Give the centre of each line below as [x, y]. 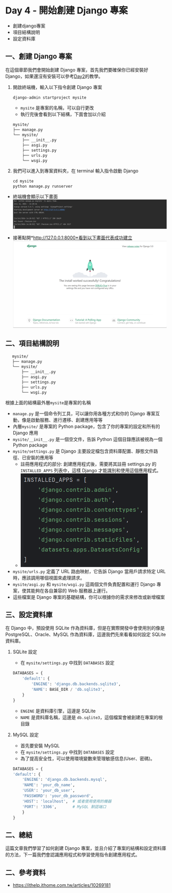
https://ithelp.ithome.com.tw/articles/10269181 [62, 885]
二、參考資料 [26, 872]
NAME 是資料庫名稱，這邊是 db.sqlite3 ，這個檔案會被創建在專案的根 [91, 717]
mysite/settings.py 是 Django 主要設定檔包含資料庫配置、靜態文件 [83, 451]
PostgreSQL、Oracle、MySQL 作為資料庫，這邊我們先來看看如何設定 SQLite [86, 635]
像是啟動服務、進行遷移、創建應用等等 [62, 420]
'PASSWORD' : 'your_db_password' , [58, 796]
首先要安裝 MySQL [40, 745]
